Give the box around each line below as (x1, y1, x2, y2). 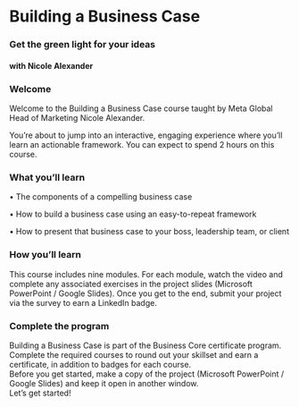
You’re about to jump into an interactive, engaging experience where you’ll (9, 130, 283, 140)
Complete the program (9, 319, 110, 332)
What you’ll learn (9, 171, 86, 183)
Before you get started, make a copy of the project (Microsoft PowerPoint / (9, 369, 284, 379)
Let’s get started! (9, 387, 71, 398)
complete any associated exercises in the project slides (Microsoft (9, 278, 253, 289)
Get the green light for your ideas (9, 38, 156, 51)
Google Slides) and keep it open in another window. (9, 377, 199, 388)
